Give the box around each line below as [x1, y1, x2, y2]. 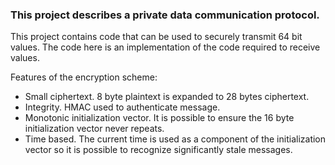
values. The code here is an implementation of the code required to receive [10, 41, 321, 53]
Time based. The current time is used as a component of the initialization [24, 133, 327, 145]
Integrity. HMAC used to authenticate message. [24, 101, 221, 113]
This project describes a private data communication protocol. [10, 8, 320, 22]
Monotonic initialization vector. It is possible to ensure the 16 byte [24, 112, 295, 124]
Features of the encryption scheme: [10, 71, 158, 83]
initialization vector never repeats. [24, 123, 165, 135]
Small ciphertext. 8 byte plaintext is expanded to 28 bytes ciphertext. [24, 91, 310, 103]
